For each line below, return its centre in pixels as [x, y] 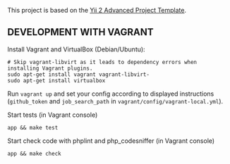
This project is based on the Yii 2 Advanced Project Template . [97, 10]
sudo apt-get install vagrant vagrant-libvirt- [79, 74]
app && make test [33, 127]
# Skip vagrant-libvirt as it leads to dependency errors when [102, 62]
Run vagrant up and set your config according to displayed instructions [111, 94]
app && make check [34, 153]
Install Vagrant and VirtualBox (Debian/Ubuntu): [77, 49]
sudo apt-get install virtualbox [56, 80]
